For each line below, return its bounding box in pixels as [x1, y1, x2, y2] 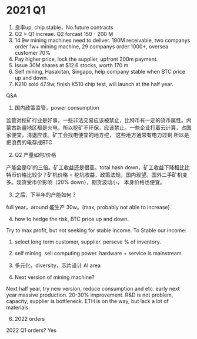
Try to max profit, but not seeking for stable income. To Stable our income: [6, 226, 187, 233]
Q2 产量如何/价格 [14, 151, 57, 158]
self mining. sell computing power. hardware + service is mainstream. [14, 249, 183, 256]
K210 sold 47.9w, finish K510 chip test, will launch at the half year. [14, 80, 173, 87]
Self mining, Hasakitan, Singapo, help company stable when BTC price [14, 68, 186, 75]
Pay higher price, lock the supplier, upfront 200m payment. [14, 55, 158, 62]
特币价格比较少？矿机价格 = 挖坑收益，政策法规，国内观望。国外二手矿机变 [6, 171, 188, 178]
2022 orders [14, 315, 45, 322]
